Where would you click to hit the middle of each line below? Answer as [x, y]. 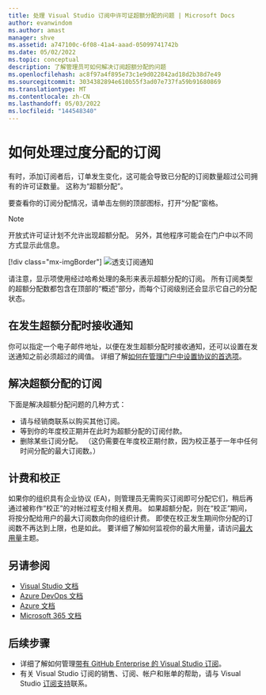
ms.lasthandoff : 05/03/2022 [55, 104]
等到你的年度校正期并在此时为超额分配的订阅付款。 [103, 431]
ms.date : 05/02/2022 [42, 52]
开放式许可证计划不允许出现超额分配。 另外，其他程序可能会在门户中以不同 [131, 235]
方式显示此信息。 [36, 245]
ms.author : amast [37, 30]
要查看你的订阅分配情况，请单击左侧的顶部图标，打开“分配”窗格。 [116, 203]
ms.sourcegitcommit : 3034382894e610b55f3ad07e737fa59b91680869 [115, 82]
